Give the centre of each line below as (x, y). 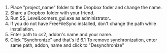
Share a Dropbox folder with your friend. (52, 13)
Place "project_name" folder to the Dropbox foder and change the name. (86, 7)
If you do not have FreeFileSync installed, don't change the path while (83, 23)
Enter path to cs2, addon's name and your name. (61, 34)
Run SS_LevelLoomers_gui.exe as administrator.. (61, 18)
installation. (22, 29)
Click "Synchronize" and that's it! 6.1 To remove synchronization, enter (83, 40)
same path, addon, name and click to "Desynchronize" (67, 45)
